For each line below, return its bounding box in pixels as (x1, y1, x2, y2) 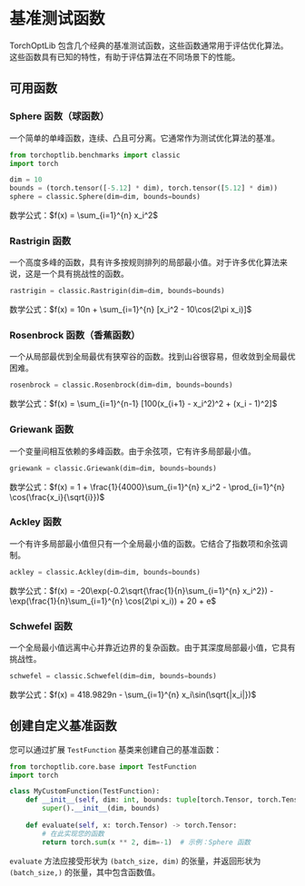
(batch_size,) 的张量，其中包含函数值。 (9, 866, 161, 877)
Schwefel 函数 (9, 619, 73, 632)
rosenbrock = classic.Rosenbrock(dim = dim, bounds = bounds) (9, 380, 233, 390)
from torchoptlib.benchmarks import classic (9, 151, 181, 160)
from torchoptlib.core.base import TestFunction (9, 762, 197, 772)
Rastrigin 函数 (9, 234, 72, 247)
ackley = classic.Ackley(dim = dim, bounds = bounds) (9, 567, 202, 576)
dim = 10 (9, 175, 43, 184)
